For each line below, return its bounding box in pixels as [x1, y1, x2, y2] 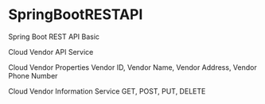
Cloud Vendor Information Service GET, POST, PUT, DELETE [8, 86, 206, 96]
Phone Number [8, 71, 58, 80]
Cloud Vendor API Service [8, 47, 94, 56]
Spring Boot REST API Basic [8, 32, 100, 41]
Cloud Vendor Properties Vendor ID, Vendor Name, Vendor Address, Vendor [8, 62, 257, 72]
